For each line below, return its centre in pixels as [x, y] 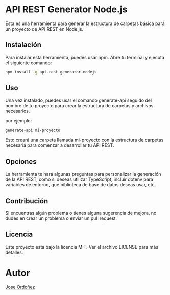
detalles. [14, 252]
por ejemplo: [19, 121]
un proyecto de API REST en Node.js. [44, 29]
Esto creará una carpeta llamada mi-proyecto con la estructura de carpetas [84, 140]
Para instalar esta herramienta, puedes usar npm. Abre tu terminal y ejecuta [85, 57]
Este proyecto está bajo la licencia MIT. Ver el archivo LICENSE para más [82, 247]
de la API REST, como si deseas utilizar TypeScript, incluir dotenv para [79, 179]
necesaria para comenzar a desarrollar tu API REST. [60, 145]
